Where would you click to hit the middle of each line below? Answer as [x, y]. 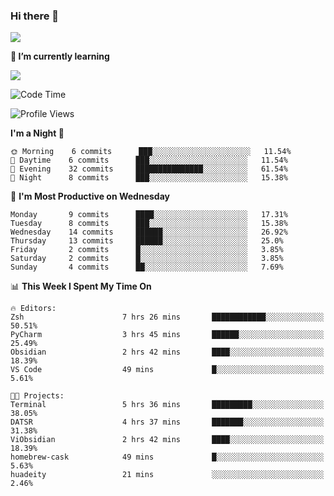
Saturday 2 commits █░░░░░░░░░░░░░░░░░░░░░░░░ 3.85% [147, 259]
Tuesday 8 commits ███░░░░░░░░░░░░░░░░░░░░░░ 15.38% [149, 224]
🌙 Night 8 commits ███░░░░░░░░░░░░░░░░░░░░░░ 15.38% [149, 178]
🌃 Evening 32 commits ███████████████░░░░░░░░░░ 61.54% [149, 169]
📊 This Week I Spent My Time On [81, 286]
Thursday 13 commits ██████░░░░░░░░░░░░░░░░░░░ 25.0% [147, 241]
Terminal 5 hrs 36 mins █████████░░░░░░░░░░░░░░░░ [167, 405]
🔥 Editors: [33, 309]
